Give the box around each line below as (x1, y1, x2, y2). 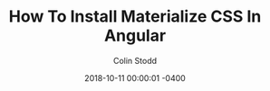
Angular (103, 25, 167, 46)
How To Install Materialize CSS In (8, 6, 262, 27)
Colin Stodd (112, 55, 158, 66)
